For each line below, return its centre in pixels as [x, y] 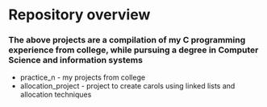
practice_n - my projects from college [83, 77]
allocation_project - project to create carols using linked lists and [127, 86]
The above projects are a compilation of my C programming [127, 40]
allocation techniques [56, 95]
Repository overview [79, 15]
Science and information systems [76, 60]
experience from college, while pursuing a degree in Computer [133, 50]
